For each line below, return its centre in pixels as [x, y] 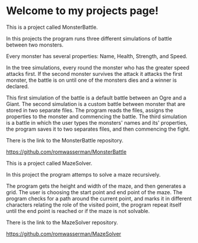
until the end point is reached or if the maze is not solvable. [78, 211]
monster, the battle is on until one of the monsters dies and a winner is [91, 80]
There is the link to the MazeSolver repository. [62, 222]
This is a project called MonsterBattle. [52, 27]
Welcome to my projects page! [82, 11]
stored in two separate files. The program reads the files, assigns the [90, 110]
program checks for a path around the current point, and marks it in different [99, 198]
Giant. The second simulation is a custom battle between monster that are [96, 104]
